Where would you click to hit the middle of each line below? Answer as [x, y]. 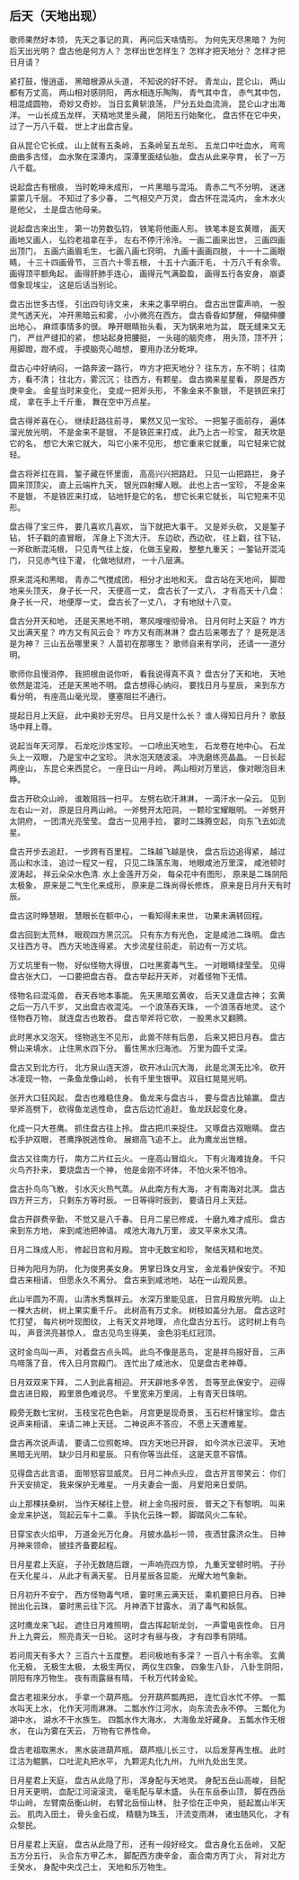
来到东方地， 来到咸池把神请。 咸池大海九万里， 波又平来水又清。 [131, 1230]
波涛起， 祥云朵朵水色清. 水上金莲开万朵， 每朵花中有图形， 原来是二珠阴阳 [149, 873]
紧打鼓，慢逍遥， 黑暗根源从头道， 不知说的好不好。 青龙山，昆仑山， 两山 [147, 81]
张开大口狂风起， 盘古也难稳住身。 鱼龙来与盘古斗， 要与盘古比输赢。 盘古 [147, 1097]
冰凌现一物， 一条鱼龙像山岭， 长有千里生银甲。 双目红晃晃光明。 [131, 1079]
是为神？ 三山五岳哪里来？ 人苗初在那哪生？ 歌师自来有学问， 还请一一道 [144, 643]
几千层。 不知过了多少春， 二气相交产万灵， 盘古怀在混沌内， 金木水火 [155, 198]
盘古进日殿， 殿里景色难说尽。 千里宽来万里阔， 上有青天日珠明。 [131, 1393]
